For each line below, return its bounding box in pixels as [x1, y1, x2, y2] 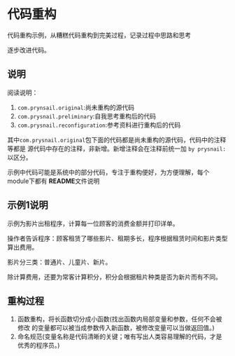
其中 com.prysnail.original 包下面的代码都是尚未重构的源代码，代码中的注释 [7, 135, 227, 144]
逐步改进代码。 [7, 46, 50, 54]
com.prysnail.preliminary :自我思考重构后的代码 [17, 111, 156, 120]
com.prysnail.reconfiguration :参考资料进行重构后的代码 [17, 121, 181, 129]
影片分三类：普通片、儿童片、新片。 [7, 257, 112, 266]
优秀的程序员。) [17, 341, 60, 350]
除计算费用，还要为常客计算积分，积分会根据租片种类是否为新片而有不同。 [7, 273, 222, 281]
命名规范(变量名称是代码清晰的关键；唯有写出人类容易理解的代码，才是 [17, 332, 222, 341]
